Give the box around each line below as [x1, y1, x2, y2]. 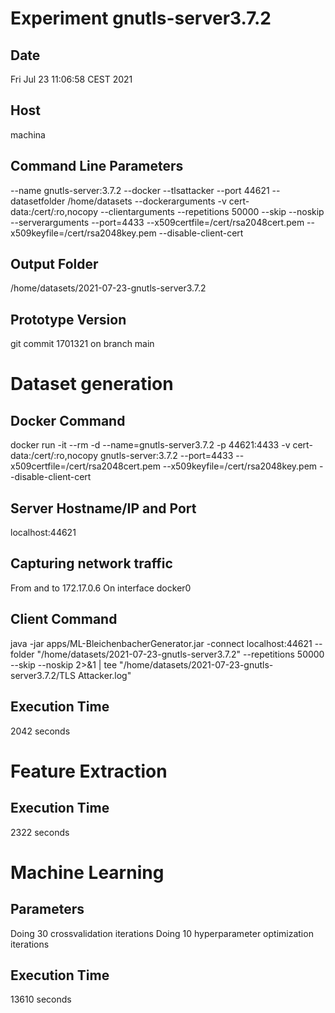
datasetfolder [10, 195, 66, 207]
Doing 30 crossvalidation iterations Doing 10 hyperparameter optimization [10, 927, 314, 939]
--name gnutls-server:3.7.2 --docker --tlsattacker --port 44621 [10, 184, 270, 196]
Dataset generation [10, 373, 174, 396]
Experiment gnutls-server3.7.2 [10, 7, 272, 30]
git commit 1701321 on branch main [10, 338, 155, 350]
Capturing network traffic [10, 555, 173, 572]
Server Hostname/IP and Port [10, 500, 197, 517]
